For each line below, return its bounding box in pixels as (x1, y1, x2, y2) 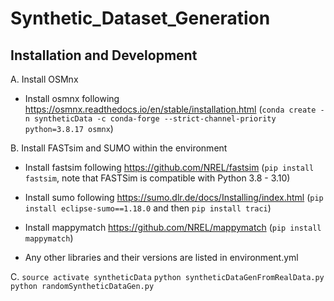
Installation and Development (10, 47, 198, 64)
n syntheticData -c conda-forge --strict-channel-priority (24, 114, 277, 124)
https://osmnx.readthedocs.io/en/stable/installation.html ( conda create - (24, 103, 325, 115)
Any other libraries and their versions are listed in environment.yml (24, 252, 299, 263)
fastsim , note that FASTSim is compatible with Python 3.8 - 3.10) (24, 172, 291, 184)
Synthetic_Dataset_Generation (10, 7, 271, 30)
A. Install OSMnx (10, 73, 79, 85)
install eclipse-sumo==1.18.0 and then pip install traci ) (24, 202, 272, 214)
